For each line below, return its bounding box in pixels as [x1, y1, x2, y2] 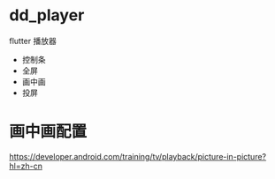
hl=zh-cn [9, 160, 42, 171]
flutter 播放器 [9, 35, 57, 46]
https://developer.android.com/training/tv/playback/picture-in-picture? [9, 151, 267, 161]
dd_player [9, 5, 85, 26]
